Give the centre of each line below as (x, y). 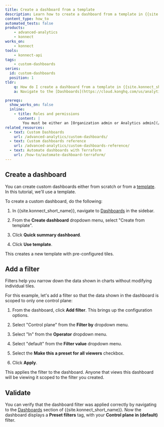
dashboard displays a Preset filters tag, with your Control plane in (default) (82, 415)
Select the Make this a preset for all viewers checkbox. (68, 353)
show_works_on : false (31, 105)
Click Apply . (25, 363)
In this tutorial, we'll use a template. (41, 192)
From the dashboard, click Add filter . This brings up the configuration (82, 310)
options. (20, 315)
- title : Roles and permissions (47, 114)
